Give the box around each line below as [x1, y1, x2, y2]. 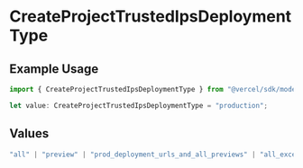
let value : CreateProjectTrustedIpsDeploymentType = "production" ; [9, 101, 269, 110]
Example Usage [9, 61, 99, 76]
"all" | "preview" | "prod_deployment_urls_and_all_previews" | [9, 150, 256, 159]
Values [9, 126, 50, 141]
